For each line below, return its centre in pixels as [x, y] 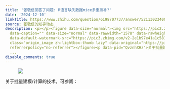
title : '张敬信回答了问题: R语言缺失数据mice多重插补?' [58, 10]
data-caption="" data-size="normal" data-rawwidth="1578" [72, 33]
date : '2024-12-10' [26, 15]
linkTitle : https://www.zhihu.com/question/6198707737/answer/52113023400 [86, 19]
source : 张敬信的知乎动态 [30, 24]
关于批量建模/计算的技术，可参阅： [42, 81]
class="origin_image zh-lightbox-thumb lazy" [59, 43]
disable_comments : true [30, 57]
